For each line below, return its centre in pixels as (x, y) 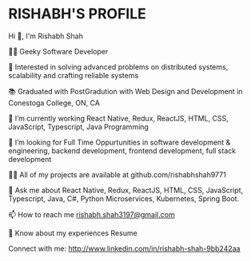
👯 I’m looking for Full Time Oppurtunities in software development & (120, 142)
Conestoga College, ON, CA (54, 103)
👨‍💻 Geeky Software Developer (58, 51)
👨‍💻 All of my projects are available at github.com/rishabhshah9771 (117, 174)
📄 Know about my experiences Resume (73, 233)
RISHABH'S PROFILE (77, 14)
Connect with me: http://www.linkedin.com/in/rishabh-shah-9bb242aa (124, 248)
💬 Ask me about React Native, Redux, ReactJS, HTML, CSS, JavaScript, (126, 190)
